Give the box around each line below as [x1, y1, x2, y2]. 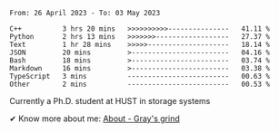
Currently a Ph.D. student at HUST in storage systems [9, 96, 211, 106]
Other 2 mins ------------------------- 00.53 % [9, 80, 271, 89]
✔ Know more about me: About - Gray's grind [9, 113, 180, 124]
